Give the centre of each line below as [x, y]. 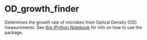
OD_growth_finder [42, 9]
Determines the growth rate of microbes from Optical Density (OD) [71, 22]
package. [14, 32]
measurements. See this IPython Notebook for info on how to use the [73, 27]
